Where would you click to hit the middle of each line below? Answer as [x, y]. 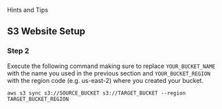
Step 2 [18, 51]
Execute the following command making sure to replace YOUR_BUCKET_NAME [111, 66]
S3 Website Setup [46, 31]
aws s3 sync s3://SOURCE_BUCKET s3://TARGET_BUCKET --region [97, 93]
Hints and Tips [27, 10]
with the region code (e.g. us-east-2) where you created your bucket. [106, 80]
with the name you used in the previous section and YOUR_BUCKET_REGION [109, 73]
